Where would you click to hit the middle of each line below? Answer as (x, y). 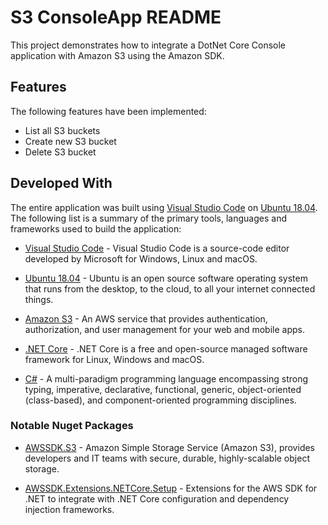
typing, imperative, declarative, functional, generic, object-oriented (163, 389)
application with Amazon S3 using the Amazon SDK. (117, 55)
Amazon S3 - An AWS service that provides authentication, (146, 318)
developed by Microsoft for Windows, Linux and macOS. (141, 258)
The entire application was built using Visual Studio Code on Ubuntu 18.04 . (164, 207)
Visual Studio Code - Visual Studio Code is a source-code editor (157, 248)
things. (39, 299)
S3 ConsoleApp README (116, 17)
